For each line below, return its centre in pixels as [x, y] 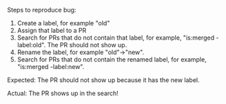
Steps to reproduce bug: [42, 10]
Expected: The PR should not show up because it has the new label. [103, 80]
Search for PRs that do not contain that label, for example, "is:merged [116, 38]
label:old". [31, 45]
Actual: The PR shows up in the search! [63, 93]
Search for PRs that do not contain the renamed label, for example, [112, 60]
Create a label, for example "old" [63, 23]
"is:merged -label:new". [51, 67]
